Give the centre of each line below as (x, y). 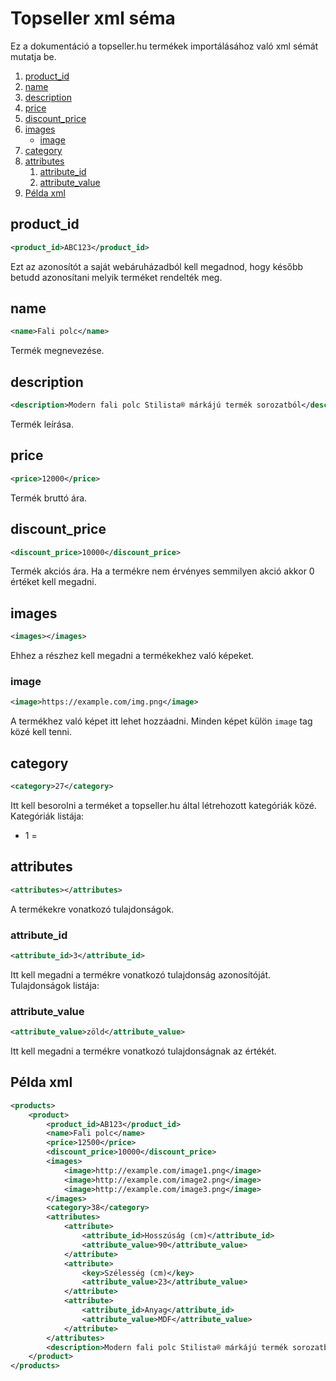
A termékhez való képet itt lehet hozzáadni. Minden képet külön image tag (161, 721)
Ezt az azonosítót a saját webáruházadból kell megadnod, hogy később (157, 266)
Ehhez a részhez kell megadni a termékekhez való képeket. (132, 656)
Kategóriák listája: (47, 816)
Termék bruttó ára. (49, 498)
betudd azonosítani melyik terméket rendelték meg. (116, 277)
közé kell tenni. (41, 732)
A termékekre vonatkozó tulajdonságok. (92, 909)
